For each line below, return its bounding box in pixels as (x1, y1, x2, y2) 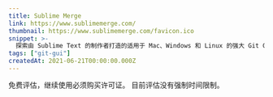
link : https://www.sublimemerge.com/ (8, 19, 136, 27)
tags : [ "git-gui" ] (8, 49, 71, 57)
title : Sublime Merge (8, 11, 82, 20)
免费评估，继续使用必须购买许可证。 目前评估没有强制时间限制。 (8, 80, 224, 90)
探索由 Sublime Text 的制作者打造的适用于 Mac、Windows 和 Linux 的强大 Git (15, 42, 260, 50)
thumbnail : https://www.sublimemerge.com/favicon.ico (8, 27, 195, 35)
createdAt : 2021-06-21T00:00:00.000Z (8, 57, 136, 65)
